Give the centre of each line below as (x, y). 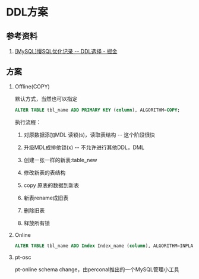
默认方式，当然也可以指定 (46, 99)
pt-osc (23, 257)
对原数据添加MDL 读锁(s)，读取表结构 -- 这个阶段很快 (89, 135)
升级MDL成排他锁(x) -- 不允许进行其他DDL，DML (84, 147)
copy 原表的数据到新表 (51, 185)
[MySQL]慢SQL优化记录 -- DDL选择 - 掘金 (66, 51)
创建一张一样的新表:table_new (60, 160)
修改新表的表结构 (45, 172)
